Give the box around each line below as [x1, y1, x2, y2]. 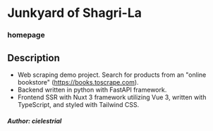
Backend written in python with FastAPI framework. [17, 85, 167, 94]
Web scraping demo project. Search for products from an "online [17, 70, 207, 79]
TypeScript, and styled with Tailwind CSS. [17, 100, 140, 108]
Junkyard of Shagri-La [7, 5, 142, 21]
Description [7, 51, 60, 64]
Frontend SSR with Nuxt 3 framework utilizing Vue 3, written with [17, 93, 207, 101]
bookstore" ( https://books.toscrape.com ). [17, 77, 139, 86]
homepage [7, 30, 45, 40]
